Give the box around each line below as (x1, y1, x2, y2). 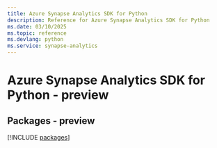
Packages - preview (7, 115, 95, 126)
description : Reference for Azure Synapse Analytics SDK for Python (7, 17, 210, 24)
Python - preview (7, 88, 109, 103)
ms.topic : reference (7, 29, 67, 37)
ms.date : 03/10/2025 (7, 23, 67, 30)
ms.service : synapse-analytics (7, 42, 98, 49)
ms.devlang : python (7, 36, 64, 43)
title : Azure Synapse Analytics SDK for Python (7, 10, 148, 17)
